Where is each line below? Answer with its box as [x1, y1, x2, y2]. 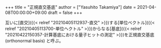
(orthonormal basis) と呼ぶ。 [5, 38, 64, 44]
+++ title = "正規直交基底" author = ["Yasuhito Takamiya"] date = [5, 4, 136, 10]
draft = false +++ [48, 10, 82, 16]
